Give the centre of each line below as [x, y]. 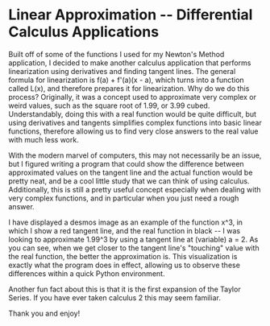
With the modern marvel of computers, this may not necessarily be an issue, [135, 155]
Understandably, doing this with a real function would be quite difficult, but [132, 113]
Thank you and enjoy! [44, 313]
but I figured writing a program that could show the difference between [126, 163]
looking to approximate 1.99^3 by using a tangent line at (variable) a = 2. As [133, 239]
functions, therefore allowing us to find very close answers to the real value [133, 131]
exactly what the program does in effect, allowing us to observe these [124, 265]
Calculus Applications [84, 32]
